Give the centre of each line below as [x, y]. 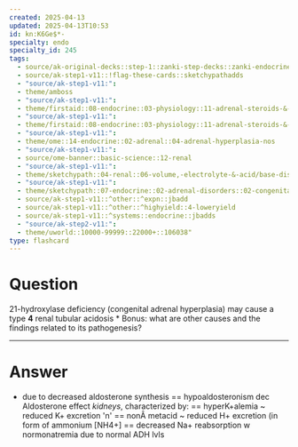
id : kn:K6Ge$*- [37, 34]
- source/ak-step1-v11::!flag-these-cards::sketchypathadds [130, 76]
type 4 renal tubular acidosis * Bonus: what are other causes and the [135, 319]
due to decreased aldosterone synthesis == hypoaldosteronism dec [146, 397]
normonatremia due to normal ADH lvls [93, 435]
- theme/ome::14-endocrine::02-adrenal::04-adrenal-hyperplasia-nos [146, 141]
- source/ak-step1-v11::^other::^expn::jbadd [103, 200]
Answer [39, 372]
